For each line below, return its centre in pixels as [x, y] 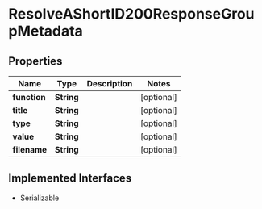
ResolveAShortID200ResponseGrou [132, 14]
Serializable [40, 198]
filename [30, 150]
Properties [35, 61]
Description [110, 84]
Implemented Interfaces [70, 178]
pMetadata [46, 31]
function [29, 97]
